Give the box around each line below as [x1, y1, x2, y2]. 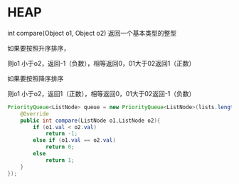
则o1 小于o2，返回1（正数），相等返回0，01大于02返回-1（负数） [7, 89, 196, 98]
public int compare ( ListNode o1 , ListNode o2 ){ [20, 117, 161, 124]
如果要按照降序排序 [7, 74, 64, 83]
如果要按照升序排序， [7, 44, 70, 52]
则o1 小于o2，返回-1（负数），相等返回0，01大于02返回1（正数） [7, 58, 196, 68]
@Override [20, 110, 50, 118]
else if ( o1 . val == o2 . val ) [33, 137, 116, 144]
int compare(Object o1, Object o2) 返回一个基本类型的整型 [7, 29, 176, 37]
